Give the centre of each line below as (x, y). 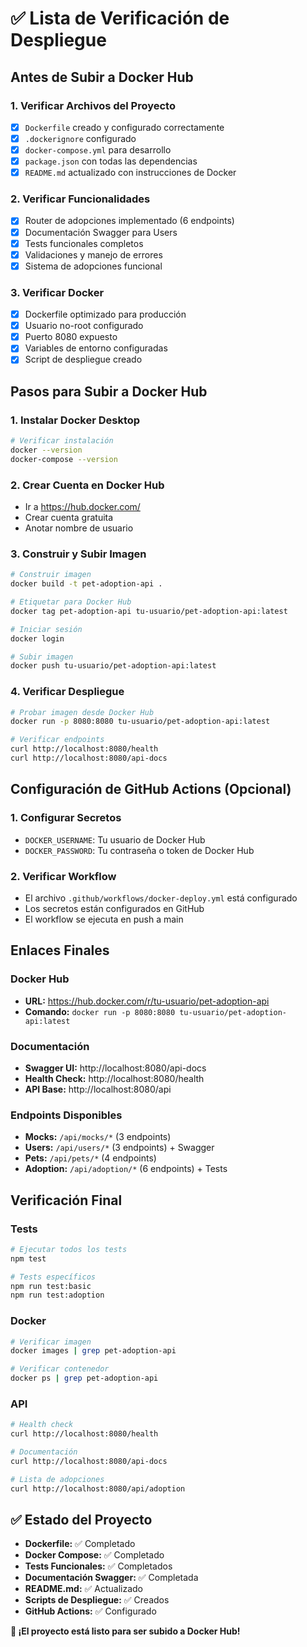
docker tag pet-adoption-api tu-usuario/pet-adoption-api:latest (149, 611)
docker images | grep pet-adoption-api (93, 1351)
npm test (28, 1258)
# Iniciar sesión (46, 629)
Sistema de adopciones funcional (93, 266)
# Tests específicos (53, 1277)
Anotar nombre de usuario (79, 528)
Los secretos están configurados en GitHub (114, 908)
